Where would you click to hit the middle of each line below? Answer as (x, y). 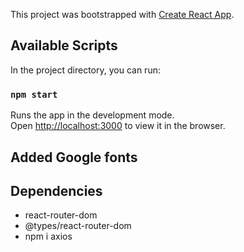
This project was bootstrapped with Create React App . (122, 14)
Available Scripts (64, 45)
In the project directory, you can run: (85, 70)
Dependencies (56, 190)
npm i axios (48, 236)
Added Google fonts (74, 157)
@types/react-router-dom (78, 226)
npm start (34, 94)
